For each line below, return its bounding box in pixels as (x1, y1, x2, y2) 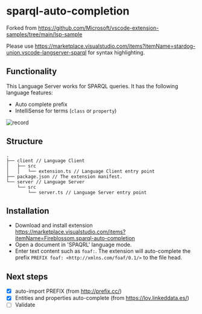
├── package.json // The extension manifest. (6, 174, 122, 180)
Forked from (6, 24, 37, 31)
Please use (6, 42, 34, 50)
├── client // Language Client (6, 157, 85, 164)
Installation (6, 206, 49, 216)
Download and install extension (14, 222, 93, 229)
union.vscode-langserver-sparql (6, 48, 87, 56)
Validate (14, 301, 36, 309)
